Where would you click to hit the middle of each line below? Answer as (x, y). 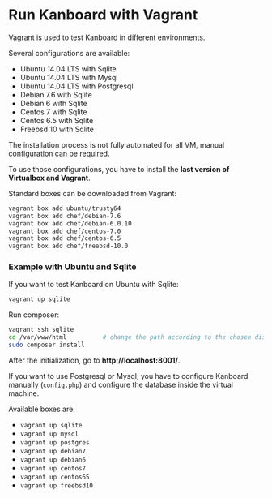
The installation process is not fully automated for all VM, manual (117, 144)
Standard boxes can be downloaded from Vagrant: (92, 193)
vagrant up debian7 (53, 451)
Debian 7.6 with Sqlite (56, 94)
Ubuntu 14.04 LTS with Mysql (69, 77)
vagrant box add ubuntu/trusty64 (65, 208)
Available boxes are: (42, 409)
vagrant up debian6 (53, 460)
